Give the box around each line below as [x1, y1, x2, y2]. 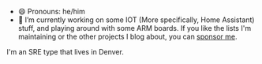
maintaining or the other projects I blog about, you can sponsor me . [17, 32, 238, 41]
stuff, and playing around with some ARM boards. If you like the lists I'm [17, 24, 252, 32]
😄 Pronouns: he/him [17, 7, 85, 16]
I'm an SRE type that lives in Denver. [6, 47, 125, 56]
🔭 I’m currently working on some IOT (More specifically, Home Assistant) [17, 15, 255, 24]
